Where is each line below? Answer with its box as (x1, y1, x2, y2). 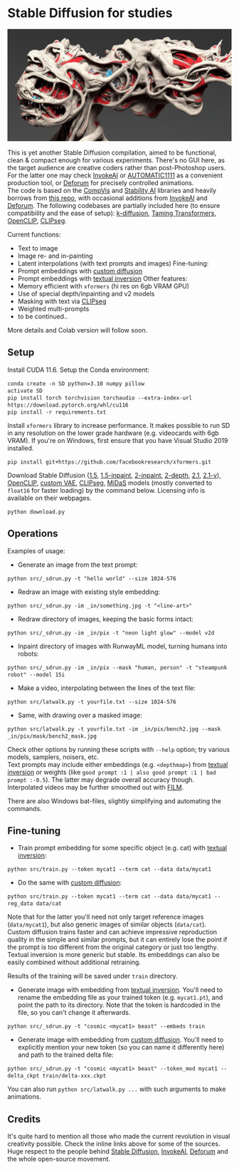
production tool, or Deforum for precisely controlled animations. (7, 178, 194, 187)
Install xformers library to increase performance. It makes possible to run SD (7, 421, 230, 429)
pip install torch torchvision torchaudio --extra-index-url (7, 394, 193, 402)
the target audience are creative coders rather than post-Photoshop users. (7, 163, 226, 172)
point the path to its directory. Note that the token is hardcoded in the (17, 1001, 221, 1009)
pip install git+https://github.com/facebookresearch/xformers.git (7, 458, 212, 466)
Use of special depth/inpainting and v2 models (17, 289, 155, 298)
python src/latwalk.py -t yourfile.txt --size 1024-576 (7, 698, 176, 706)
